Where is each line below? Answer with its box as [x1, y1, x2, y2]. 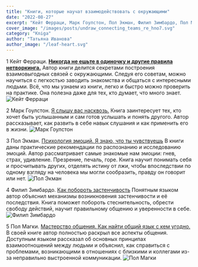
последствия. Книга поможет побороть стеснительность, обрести [6, 198, 174, 206]
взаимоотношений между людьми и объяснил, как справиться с [6, 242, 170, 249]
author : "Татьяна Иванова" [6, 36, 72, 42]
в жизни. [6, 125, 28, 133]
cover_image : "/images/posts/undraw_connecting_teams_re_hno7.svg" [6, 25, 176, 31]
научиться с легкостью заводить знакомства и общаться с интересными [6, 76, 192, 83]
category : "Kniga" [6, 31, 51, 37]
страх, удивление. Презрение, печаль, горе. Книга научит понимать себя [6, 156, 192, 163]
